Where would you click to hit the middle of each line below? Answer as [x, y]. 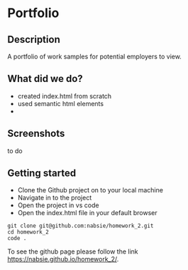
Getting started [42, 173]
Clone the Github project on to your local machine [90, 190]
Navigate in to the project [55, 198]
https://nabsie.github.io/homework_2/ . [63, 259]
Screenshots [36, 134]
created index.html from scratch [65, 96]
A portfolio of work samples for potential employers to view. [95, 56]
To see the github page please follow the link [73, 251]
